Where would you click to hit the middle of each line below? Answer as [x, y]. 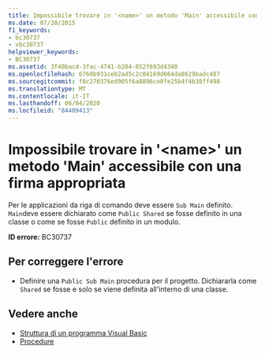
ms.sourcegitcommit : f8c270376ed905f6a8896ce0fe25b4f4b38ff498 [114, 81]
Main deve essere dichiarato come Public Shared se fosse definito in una [125, 213]
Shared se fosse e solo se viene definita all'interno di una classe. [124, 289]
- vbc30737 [26, 45]
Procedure [37, 341]
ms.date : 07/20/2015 [42, 23]
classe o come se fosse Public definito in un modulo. [94, 221]
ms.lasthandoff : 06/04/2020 [54, 103]
